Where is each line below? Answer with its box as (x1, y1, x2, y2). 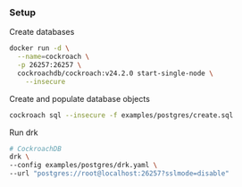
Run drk (9, 127, 38, 138)
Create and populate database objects (9, 93, 150, 104)
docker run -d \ (9, 44, 70, 53)
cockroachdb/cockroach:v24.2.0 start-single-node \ (17, 69, 214, 78)
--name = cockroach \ (17, 52, 90, 62)
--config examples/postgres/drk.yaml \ (9, 161, 158, 170)
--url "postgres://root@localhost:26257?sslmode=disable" (9, 169, 229, 178)
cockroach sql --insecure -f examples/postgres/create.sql (9, 110, 234, 120)
